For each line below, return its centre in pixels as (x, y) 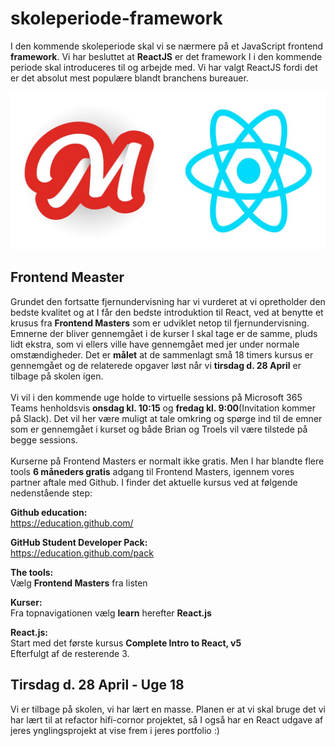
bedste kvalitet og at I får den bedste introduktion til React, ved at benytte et (167, 312)
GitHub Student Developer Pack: (79, 542)
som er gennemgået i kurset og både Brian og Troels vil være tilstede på (159, 429)
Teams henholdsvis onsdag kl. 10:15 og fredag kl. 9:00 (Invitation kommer (163, 408)
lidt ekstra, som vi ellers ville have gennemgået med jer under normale (155, 344)
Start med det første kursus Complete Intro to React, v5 (126, 643)
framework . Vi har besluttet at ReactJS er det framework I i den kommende (166, 56)
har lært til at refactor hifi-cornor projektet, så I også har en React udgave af (167, 719)
